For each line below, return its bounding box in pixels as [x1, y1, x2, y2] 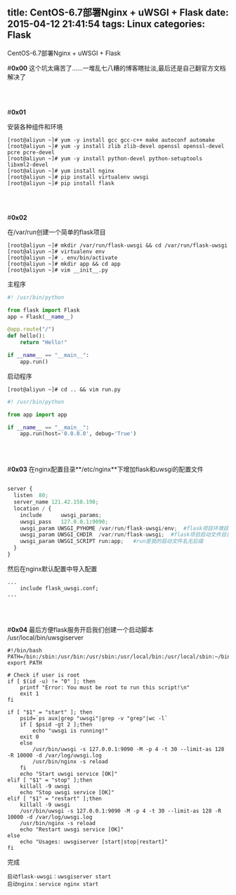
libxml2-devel [7, 161, 49, 168]
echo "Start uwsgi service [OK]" [20, 770, 118, 777]
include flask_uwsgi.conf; [20, 585, 99, 592]
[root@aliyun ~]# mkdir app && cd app [7, 260, 121, 267]
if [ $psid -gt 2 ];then [20, 721, 93, 728]
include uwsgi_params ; [20, 511, 102, 518]
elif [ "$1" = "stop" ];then [7, 777, 93, 784]
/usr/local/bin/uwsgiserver [7, 633, 84, 642]
